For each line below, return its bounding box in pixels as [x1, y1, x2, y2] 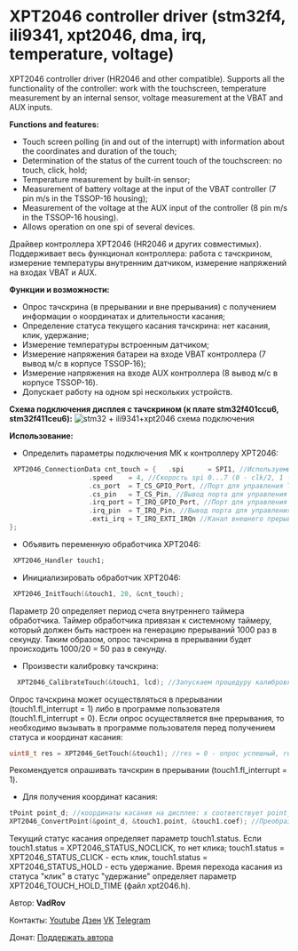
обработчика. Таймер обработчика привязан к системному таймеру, [9, 615, 272, 625]
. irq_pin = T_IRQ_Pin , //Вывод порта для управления [88, 506, 292, 515]
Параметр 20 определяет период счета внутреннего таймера [9, 605, 245, 616]
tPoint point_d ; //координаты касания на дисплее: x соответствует [9, 809, 264, 818]
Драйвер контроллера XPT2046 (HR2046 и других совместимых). [9, 238, 262, 249]
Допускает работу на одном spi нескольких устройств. [21, 386, 233, 397]
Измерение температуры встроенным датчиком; [21, 339, 210, 350]
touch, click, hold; [21, 165, 88, 175]
